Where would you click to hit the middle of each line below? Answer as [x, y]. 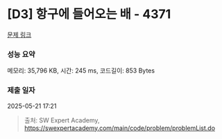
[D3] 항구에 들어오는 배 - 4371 [89, 14]
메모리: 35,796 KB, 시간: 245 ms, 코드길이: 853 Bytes [81, 71]
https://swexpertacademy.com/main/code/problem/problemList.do [120, 128]
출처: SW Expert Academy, [62, 120]
